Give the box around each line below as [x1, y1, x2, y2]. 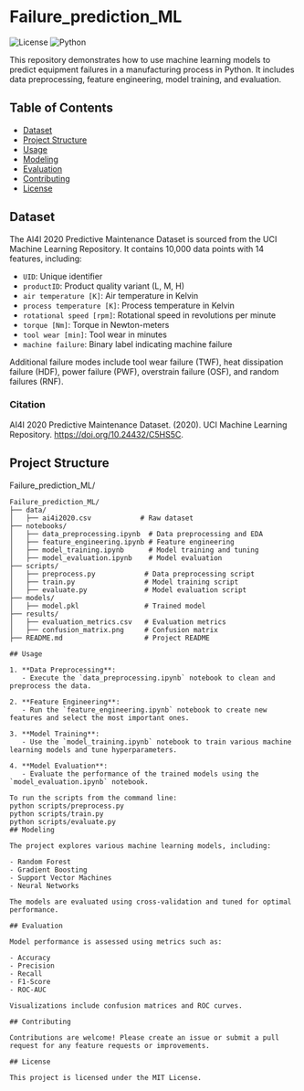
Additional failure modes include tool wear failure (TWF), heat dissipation [9, 356, 284, 367]
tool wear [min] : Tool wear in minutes [22, 329, 167, 340]
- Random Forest [9, 857, 71, 866]
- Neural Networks [9, 881, 79, 890]
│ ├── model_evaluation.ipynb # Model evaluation [9, 553, 223, 563]
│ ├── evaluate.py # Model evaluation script [9, 585, 247, 595]
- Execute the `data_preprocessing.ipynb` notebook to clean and [21, 673, 276, 683]
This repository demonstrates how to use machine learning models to [9, 54, 271, 65]
